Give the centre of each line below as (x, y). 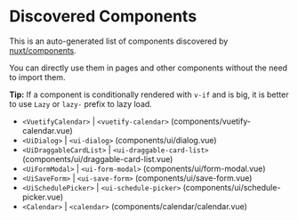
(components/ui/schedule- (232, 187)
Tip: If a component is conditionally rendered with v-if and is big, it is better (149, 94)
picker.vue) (43, 197)
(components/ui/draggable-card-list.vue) (97, 159)
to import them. (37, 77)
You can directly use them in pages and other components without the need (148, 68)
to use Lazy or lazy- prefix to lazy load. (81, 103)
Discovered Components (103, 16)
